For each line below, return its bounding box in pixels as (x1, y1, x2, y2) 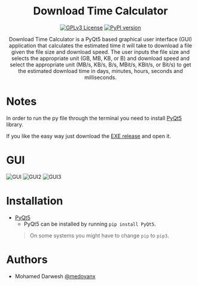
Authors (6, 252, 48, 266)
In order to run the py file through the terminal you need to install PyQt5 (6, 114, 182, 121)
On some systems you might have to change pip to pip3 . (29, 232, 169, 239)
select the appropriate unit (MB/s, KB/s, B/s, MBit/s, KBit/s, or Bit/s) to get (10, 61, 191, 68)
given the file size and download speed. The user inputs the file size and (11, 48, 190, 55)
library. (6, 121, 24, 128)
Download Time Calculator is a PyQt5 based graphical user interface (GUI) (8, 35, 193, 42)
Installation (6, 194, 63, 208)
